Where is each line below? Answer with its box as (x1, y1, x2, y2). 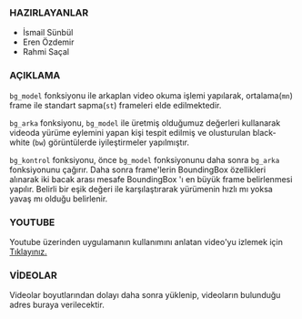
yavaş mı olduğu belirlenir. (9, 193, 108, 204)
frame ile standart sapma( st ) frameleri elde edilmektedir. (9, 99, 222, 110)
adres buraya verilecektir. (9, 299, 105, 311)
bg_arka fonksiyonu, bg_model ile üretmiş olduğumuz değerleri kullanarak (9, 117, 281, 129)
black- (252, 127, 277, 138)
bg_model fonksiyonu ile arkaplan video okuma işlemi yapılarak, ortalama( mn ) (9, 89, 294, 101)
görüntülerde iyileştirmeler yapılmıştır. (48, 137, 189, 148)
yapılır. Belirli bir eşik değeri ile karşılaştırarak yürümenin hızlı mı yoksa (9, 183, 273, 194)
